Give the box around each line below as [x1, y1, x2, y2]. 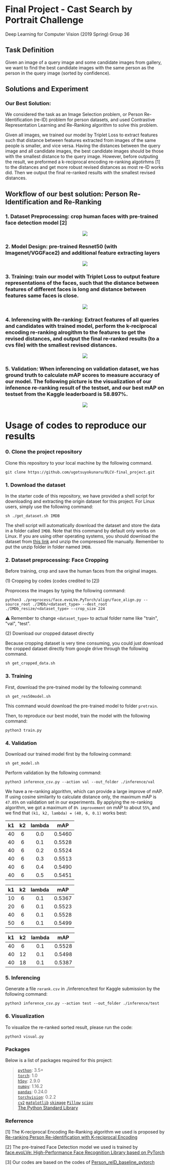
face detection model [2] [5, 219, 67, 226]
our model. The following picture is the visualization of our [5, 378, 152, 385]
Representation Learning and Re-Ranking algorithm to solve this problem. [5, 122, 158, 128]
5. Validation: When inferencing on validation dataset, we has [5, 365, 159, 372]
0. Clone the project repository [5, 448, 82, 456]
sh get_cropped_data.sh [5, 661, 56, 666]
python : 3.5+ [17, 1067, 44, 1073]
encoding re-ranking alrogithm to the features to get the [5, 328, 146, 335]
